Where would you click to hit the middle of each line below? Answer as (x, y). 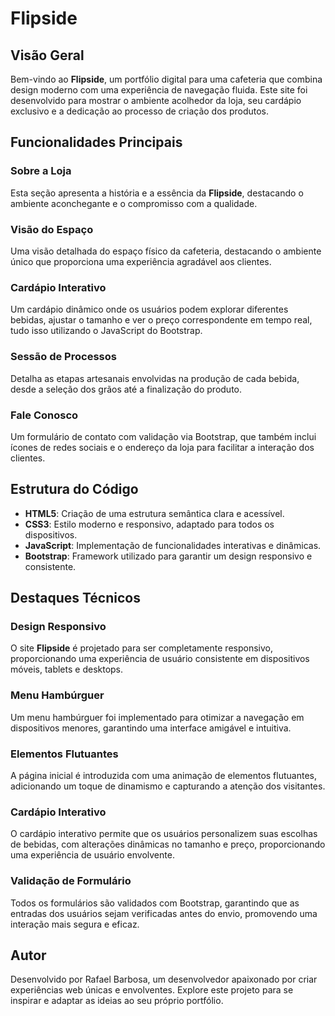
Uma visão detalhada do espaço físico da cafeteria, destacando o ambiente (166, 251)
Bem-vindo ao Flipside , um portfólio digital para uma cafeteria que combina (166, 79)
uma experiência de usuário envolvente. (92, 855)
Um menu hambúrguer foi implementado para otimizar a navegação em (157, 717)
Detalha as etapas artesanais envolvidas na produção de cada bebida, (155, 378)
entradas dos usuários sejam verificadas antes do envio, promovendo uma (164, 913)
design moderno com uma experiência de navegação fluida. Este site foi (159, 90)
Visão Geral (47, 55)
